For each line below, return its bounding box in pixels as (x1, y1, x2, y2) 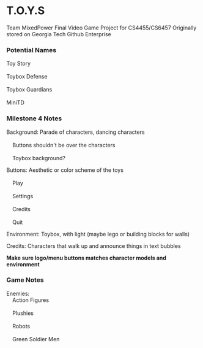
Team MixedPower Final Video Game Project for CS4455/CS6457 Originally (6, 24, 197, 31)
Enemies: (6, 290, 30, 297)
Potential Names (6, 45, 57, 54)
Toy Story (6, 60, 31, 68)
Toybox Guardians (6, 86, 53, 93)
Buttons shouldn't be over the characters (12, 141, 116, 149)
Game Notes (6, 276, 44, 284)
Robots (12, 322, 31, 330)
